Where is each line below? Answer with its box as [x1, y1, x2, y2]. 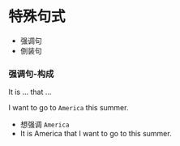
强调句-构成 [8, 68, 54, 79]
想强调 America [19, 119, 70, 130]
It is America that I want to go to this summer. [19, 129, 172, 139]
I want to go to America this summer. [8, 103, 129, 113]
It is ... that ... [8, 87, 52, 97]
